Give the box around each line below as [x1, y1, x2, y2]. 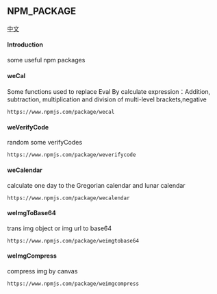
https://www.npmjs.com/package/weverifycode [7, 151, 136, 158]
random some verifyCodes [7, 138, 83, 147]
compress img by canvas [7, 267, 78, 275]
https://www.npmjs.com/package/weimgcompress [7, 280, 139, 287]
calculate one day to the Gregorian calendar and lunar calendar [7, 181, 186, 189]
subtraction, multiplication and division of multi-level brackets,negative [7, 95, 207, 103]
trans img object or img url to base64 [7, 224, 112, 232]
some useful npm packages [7, 56, 86, 64]
